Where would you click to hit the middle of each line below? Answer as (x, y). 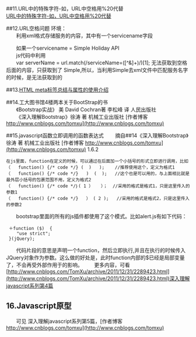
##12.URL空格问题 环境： (36, 28)
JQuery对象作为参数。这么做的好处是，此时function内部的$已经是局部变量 (95, 257)
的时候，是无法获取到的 (34, 77)
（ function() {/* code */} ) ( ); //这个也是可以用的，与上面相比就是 (98, 174)
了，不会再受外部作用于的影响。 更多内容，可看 (68, 265)
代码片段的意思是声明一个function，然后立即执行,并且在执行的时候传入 (101, 250)
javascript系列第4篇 (30, 286)
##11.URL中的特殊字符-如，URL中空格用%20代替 (65, 8)
